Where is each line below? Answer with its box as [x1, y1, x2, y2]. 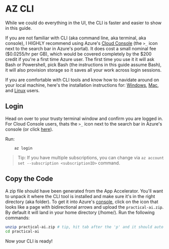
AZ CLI [5, 3, 34, 15]
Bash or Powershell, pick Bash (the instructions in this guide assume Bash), [5, 61, 162, 68]
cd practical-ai [5, 229, 39, 234]
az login [14, 146, 33, 151]
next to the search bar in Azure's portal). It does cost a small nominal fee [5, 45, 156, 51]
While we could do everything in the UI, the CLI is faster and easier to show [5, 20, 162, 26]
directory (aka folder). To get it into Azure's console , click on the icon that [5, 199, 158, 205]
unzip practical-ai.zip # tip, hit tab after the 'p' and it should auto [5, 224, 164, 229]
